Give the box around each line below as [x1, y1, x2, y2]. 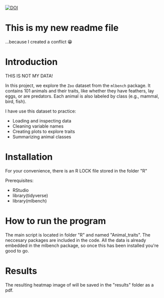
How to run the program [5, 215, 106, 226]
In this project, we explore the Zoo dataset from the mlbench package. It [5, 82, 151, 88]
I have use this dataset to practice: [5, 108, 76, 114]
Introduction [5, 56, 58, 67]
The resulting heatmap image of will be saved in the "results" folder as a [5, 281, 154, 287]
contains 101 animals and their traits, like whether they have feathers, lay [5, 87, 154, 93]
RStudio [12, 187, 29, 193]
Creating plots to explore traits [12, 128, 75, 134]
